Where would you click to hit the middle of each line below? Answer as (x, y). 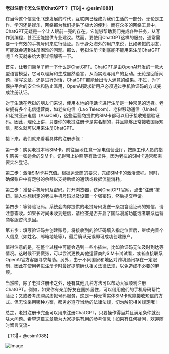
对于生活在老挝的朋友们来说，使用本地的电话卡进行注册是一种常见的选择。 (82, 103)
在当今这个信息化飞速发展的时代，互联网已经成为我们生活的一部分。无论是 (82, 19)
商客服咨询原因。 (23, 219)
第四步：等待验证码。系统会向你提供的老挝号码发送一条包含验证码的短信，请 (84, 207)
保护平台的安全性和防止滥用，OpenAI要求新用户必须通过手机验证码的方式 (81, 86)
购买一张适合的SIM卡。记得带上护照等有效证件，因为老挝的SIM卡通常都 (83, 156)
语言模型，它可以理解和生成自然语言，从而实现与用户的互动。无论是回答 (84, 73)
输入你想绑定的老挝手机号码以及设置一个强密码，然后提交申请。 (80, 196)
